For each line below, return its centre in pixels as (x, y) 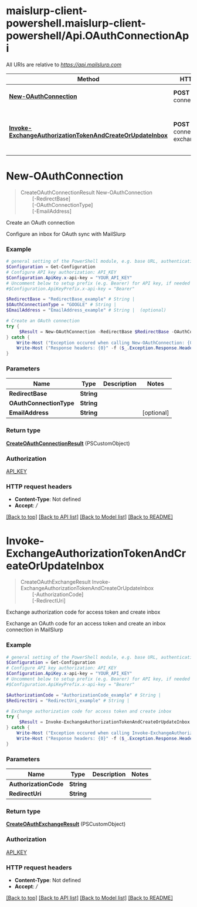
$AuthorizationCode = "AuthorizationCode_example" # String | (84, 695)
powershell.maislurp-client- (76, 23)
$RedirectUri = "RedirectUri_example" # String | (68, 701)
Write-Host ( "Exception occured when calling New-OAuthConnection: (101, 343)
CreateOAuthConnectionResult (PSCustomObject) (68, 443)
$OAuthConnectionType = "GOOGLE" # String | (61, 305)
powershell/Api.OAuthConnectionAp (98, 36)
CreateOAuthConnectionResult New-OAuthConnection (86, 192)
